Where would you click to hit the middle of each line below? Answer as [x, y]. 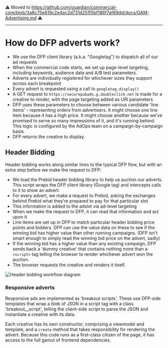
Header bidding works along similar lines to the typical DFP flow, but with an [84, 164]
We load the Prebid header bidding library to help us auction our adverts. [87, 180]
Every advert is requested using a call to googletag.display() [76, 89]
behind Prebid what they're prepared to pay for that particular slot [80, 201]
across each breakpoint [37, 83]
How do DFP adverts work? [62, 43]
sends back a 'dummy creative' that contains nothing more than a [80, 249]
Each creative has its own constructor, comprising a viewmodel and [75, 324]
